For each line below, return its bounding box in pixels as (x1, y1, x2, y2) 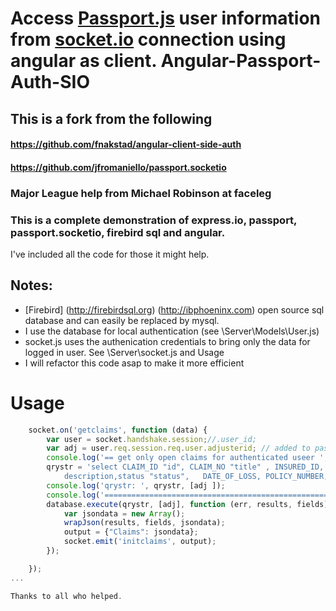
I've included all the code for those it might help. (10, 248, 210, 260)
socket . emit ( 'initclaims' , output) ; (63, 537, 217, 547)
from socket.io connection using (10, 28, 287, 51)
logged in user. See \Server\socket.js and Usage (24, 346, 225, 358)
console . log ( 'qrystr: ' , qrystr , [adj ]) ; (46, 480, 226, 491)
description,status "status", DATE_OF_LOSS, (63, 472, 262, 482)
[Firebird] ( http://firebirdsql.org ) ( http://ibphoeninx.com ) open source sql (24, 303, 325, 316)
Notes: (10, 277, 53, 294)
